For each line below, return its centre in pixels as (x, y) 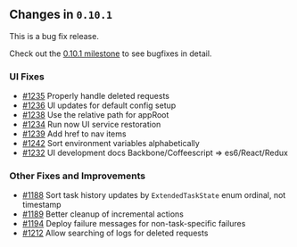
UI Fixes (27, 77)
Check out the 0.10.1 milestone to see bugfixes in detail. (111, 54)
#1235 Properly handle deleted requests (95, 96)
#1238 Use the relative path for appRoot (95, 115)
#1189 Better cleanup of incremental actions (103, 214)
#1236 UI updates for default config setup (99, 105)
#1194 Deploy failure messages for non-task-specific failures (134, 224)
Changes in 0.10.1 (61, 15)
